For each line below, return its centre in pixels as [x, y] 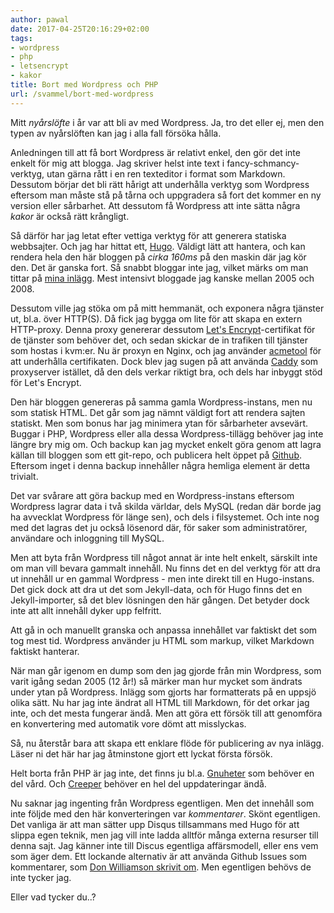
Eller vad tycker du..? [53, 897]
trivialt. [24, 476]
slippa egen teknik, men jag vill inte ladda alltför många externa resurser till [164, 835]
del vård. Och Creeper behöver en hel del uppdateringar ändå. [138, 783]
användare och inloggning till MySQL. [87, 538]
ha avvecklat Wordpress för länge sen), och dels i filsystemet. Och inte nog [165, 517]
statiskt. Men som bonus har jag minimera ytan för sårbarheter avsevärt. [159, 423]
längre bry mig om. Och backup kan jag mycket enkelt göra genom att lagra [166, 444]
